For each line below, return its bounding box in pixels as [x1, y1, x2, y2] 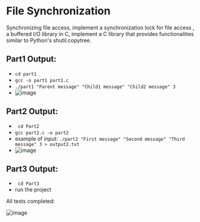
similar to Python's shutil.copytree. [6, 37, 91, 44]
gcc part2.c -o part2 [14, 130, 69, 136]
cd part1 [14, 71, 37, 77]
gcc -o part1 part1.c [14, 77, 69, 83]
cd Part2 [17, 123, 40, 129]
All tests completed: [6, 197, 56, 205]
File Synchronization [6, 4, 111, 18]
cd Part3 [17, 181, 40, 187]
